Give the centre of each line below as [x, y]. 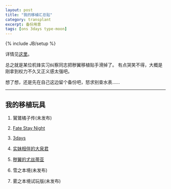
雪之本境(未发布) [30, 170]
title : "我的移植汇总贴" [29, 15]
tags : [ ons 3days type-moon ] [36, 29]
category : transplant [28, 19]
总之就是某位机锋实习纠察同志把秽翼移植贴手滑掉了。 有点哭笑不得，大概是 [84, 65]
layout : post [19, 10]
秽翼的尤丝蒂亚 [28, 159]
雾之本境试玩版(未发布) [37, 181]
